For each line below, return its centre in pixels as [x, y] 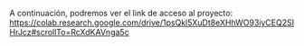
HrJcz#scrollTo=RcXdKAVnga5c [69, 32]
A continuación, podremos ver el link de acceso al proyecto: [121, 13]
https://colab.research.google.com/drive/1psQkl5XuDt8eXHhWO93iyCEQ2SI [152, 23]
